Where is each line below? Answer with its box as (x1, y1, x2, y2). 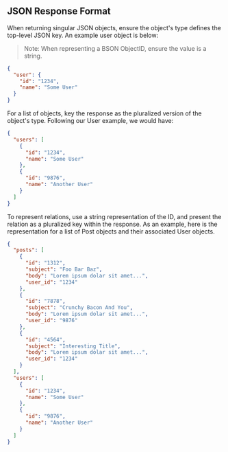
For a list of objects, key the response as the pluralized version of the (7, 109, 202, 117)
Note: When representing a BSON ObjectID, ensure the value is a (23, 44, 207, 52)
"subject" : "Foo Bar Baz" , (25, 266, 103, 273)
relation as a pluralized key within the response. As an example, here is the (7, 220, 218, 228)
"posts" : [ (13, 247, 45, 253)
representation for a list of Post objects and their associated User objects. (7, 227, 215, 236)
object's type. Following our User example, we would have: (7, 117, 174, 125)
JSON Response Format (7, 5, 111, 17)
